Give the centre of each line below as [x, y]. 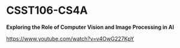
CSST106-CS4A [47, 10]
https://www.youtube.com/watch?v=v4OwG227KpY [70, 38]
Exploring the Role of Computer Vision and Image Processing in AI [90, 27]
